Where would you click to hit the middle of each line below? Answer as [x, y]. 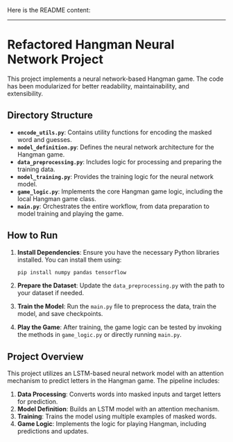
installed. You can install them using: [69, 260]
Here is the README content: [49, 10]
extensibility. [25, 93]
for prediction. [37, 402]
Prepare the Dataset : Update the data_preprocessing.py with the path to [121, 285]
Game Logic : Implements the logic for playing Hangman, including [112, 424]
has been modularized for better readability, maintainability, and [98, 86]
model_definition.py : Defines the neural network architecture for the [116, 147]
